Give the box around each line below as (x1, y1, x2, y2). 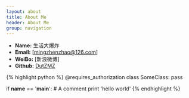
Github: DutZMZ (14, 63, 55, 70)
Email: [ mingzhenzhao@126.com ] (14, 48, 98, 56)
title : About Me (6, 14, 47, 20)
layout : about (6, 8, 42, 15)
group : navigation (6, 25, 52, 31)
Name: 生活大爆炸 (14, 42, 60, 49)
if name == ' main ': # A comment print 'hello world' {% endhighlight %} (6, 85, 181, 92)
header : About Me (6, 19, 49, 25)
